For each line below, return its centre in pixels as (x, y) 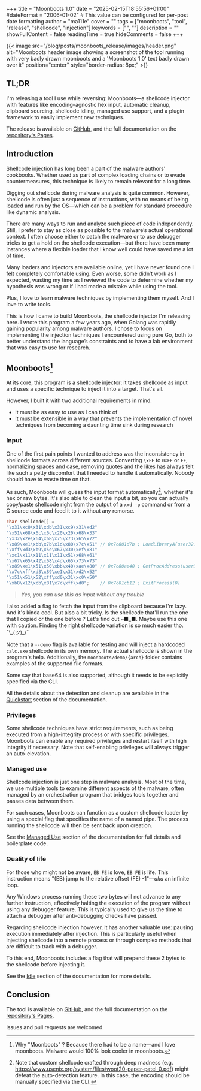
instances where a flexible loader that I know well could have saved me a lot (100, 249)
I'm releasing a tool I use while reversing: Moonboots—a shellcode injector (98, 98)
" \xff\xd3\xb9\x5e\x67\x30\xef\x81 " (52, 550)
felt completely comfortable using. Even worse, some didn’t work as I (91, 273)
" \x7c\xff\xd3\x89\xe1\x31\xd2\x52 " (52, 572)
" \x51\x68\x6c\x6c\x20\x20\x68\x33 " (52, 533)
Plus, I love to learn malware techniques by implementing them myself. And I (100, 298)
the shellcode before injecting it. (46, 964)
